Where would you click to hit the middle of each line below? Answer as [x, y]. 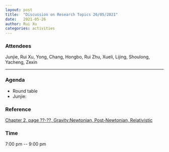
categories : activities [30, 29]
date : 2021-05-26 [26, 19]
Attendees [18, 46]
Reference [18, 109]
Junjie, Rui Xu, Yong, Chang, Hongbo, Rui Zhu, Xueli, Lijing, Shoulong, [77, 57]
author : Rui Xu [21, 24]
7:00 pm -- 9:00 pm [26, 144]
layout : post [19, 10]
